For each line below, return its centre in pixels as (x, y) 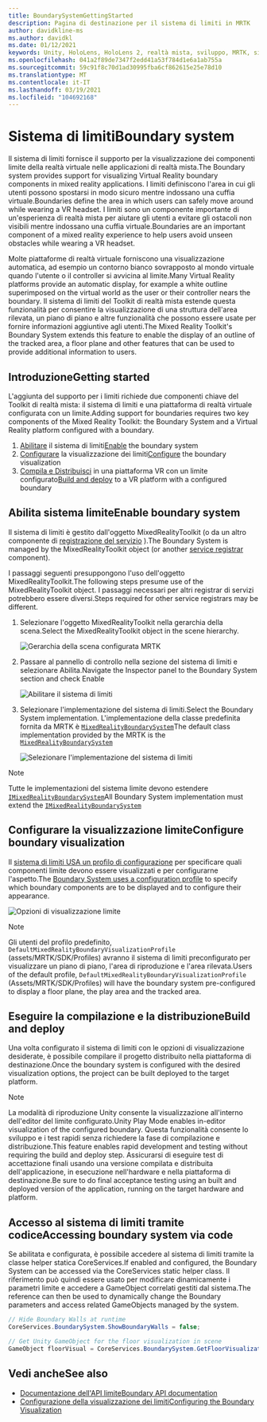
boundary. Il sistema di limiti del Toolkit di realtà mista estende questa (122, 301)
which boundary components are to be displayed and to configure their (125, 887)
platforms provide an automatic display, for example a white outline (118, 285)
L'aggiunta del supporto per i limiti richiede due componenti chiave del (124, 396)
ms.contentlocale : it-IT (49, 82)
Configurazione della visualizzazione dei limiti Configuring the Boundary (137, 1401)
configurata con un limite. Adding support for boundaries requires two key (129, 413)
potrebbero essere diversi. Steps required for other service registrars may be (133, 598)
